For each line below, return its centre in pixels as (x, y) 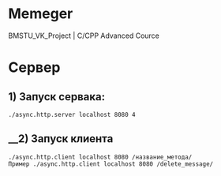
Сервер (34, 67)
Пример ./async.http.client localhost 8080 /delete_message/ (111, 164)
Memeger (41, 14)
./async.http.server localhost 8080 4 (72, 114)
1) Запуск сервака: (56, 97)
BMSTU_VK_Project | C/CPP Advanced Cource (84, 36)
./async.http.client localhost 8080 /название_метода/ (100, 157)
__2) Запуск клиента (61, 139)
